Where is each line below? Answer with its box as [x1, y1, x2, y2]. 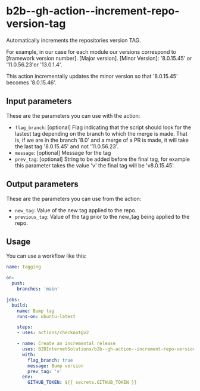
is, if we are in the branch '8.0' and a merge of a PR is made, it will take [14, 136, 189, 143]
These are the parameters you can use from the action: [6, 195, 142, 202]
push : [11, 280, 26, 286]
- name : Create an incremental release [17, 341, 116, 347]
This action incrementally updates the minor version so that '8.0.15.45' [6, 72, 178, 80]
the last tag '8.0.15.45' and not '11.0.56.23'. [14, 142, 119, 150]
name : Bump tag [17, 308, 55, 314]
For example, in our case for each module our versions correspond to [6, 48, 177, 55]
